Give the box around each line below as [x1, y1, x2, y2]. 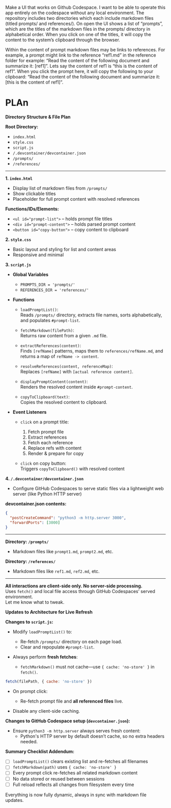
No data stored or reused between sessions [12, 775, 105, 782]
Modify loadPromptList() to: [12, 629, 72, 635]
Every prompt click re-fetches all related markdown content [12, 770, 138, 776]
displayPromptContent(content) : [20, 378, 88, 384]
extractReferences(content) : [20, 342, 81, 348]
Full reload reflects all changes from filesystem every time [12, 782, 134, 788]
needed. [20, 739, 38, 745]
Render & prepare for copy [27, 450, 84, 456]
